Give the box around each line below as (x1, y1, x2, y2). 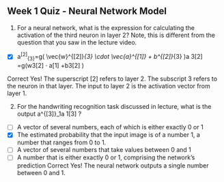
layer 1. (7, 89, 27, 98)
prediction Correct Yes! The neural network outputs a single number (16, 161, 210, 170)
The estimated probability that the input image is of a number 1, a (16, 131, 200, 139)
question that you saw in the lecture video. (16, 38, 137, 47)
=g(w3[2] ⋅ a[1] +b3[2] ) (16, 62, 84, 70)
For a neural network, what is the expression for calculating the (16, 23, 195, 31)
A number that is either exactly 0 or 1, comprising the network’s (16, 153, 195, 161)
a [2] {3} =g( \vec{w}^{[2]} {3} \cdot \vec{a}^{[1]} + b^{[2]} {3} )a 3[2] (16, 51, 203, 62)
